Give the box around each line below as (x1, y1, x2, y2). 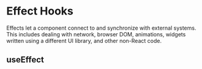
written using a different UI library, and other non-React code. (6, 37, 162, 44)
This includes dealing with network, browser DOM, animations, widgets (6, 30, 186, 38)
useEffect (6, 54, 45, 65)
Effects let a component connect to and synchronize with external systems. (6, 24, 196, 31)
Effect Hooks (6, 4, 73, 18)
